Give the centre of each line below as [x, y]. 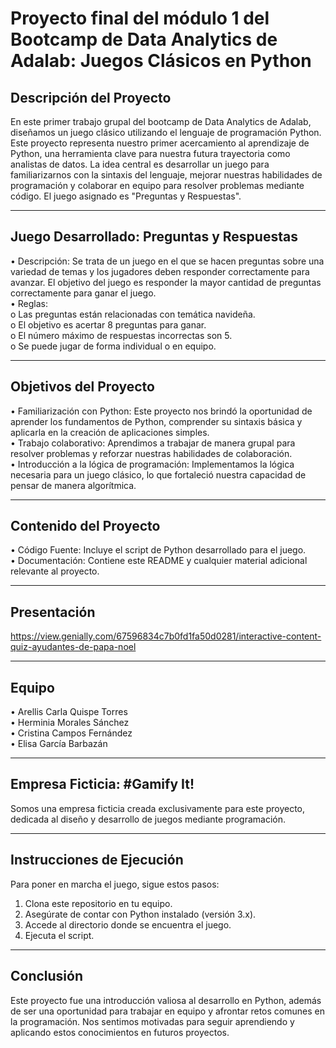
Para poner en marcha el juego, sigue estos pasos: [115, 884]
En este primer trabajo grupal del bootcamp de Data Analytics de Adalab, [161, 121]
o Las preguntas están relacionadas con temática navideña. [133, 314]
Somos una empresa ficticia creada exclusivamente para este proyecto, [158, 808]
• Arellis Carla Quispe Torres [69, 712]
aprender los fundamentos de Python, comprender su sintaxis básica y [156, 421]
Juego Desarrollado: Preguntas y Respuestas [154, 237]
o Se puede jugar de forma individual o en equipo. [113, 346]
